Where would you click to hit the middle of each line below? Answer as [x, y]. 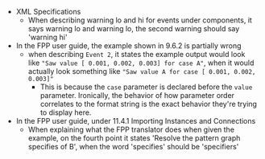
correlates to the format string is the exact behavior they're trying [149, 104]
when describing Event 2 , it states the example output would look [137, 54]
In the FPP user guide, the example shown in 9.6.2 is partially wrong [128, 46]
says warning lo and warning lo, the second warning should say [134, 29]
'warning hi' [48, 37]
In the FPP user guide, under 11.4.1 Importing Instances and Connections [136, 121]
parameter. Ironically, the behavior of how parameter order [137, 95]
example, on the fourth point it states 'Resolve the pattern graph [134, 138]
